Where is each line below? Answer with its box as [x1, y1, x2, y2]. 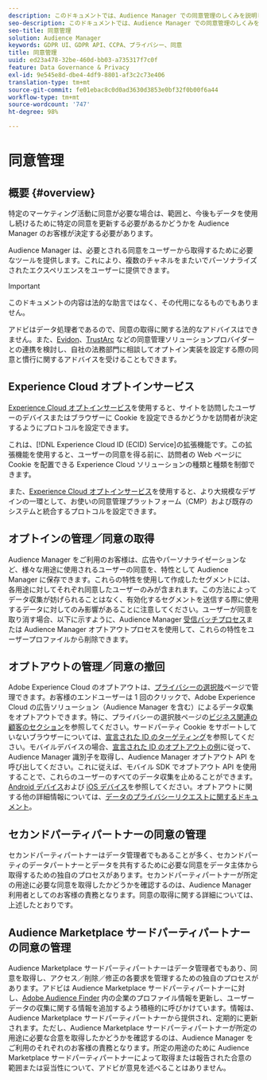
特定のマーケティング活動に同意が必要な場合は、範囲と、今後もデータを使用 [8, 209, 258, 218]
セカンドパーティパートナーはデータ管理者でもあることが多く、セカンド [8, 850, 245, 860]
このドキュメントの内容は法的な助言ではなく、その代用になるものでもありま [8, 298, 259, 307]
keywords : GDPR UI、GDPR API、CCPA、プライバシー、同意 [8, 41, 183, 49]
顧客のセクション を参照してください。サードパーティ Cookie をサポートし [8, 722, 250, 732]
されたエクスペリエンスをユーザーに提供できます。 [8, 265, 174, 275]
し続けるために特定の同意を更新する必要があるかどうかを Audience [8, 218, 230, 228]
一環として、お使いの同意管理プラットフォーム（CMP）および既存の [29, 496, 253, 506]
